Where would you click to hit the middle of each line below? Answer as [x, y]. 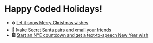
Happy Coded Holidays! [54, 9]
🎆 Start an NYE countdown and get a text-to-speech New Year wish [80, 35]
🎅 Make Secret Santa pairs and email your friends [61, 30]
